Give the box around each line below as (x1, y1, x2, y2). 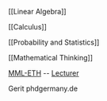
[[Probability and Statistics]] (8, 37, 100, 47)
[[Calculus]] (8, 22, 48, 31)
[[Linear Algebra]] (8, 7, 67, 16)
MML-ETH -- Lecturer (8, 68, 79, 78)
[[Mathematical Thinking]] (8, 53, 94, 62)
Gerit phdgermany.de (8, 84, 78, 93)
